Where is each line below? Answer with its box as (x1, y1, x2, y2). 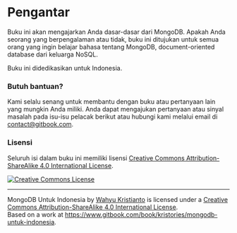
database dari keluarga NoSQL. (7, 50, 99, 59)
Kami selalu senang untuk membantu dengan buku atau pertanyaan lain (7, 97, 216, 106)
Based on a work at (7, 210, 63, 219)
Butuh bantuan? (7, 81, 63, 91)
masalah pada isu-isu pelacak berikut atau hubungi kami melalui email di (7, 112, 218, 121)
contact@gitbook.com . (7, 120, 74, 129)
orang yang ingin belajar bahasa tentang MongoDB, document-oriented (7, 42, 215, 51)
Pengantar (7, 4, 71, 20)
